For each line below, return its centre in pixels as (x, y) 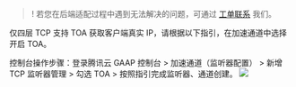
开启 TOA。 (30, 44)
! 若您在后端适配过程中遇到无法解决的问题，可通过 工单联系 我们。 (153, 14)
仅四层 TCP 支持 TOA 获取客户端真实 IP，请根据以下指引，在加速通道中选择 (148, 33)
